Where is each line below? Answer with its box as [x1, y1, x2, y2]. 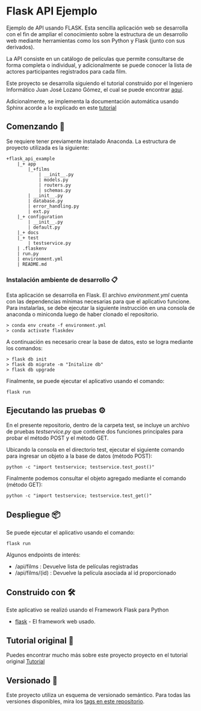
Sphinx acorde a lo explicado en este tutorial [6, 104, 117, 111]
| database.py [28, 198, 63, 204]
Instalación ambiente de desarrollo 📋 [6, 276, 118, 284]
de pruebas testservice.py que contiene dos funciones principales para [6, 428, 184, 435]
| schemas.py [38, 187, 71, 194]
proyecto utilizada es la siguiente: [6, 144, 90, 151]
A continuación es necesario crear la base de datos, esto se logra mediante [6, 338, 194, 346]
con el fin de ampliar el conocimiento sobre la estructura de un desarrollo [6, 30, 188, 37]
